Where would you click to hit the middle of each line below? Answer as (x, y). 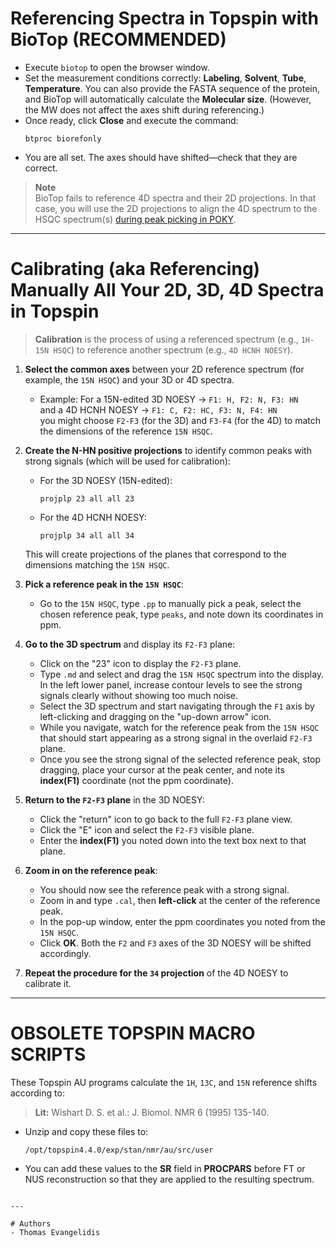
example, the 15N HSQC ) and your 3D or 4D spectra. (129, 379)
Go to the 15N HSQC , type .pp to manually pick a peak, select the (170, 603)
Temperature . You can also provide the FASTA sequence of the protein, (172, 88)
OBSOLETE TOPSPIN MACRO (133, 1033)
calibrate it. (48, 983)
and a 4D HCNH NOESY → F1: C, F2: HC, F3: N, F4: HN (158, 409)
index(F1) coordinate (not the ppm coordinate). (136, 780)
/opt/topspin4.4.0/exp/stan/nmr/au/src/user (119, 1150)
